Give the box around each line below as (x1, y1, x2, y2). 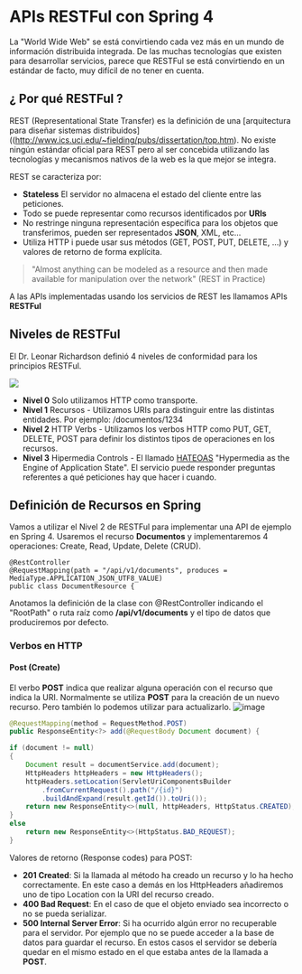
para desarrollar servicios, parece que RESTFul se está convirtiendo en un (9, 55, 286, 66)
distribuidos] (93, 125, 141, 136)
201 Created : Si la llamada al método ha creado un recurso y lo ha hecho (22, 869, 294, 880)
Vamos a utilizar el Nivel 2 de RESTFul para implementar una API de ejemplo (9, 521, 292, 532)
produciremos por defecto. (9, 617, 110, 628)
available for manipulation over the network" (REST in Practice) (31, 273, 266, 284)
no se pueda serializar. (22, 908, 107, 919)
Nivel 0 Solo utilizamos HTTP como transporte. (22, 395, 198, 406)
